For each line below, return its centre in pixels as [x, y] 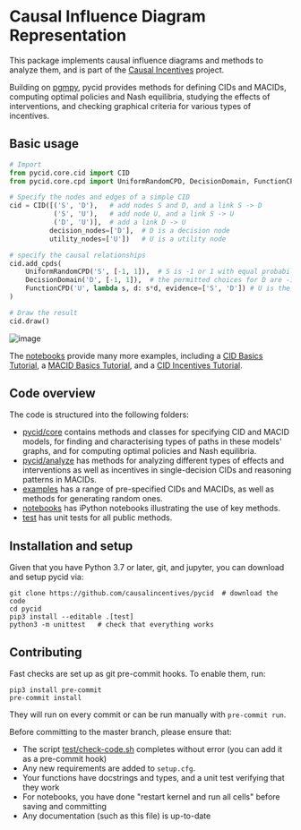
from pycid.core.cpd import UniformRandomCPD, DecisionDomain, [130, 181]
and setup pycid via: [47, 577]
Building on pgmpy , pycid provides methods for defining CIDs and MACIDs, [148, 87]
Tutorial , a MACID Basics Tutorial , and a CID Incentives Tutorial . [126, 365]
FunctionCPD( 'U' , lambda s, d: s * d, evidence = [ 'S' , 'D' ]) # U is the [158, 288]
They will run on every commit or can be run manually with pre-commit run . [148, 714]
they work [41, 787]
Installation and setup [71, 546]
